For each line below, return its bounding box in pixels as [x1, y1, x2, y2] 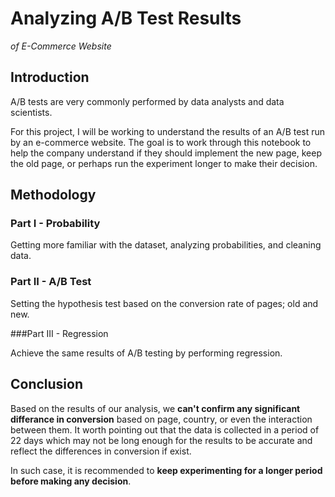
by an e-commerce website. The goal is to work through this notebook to [10, 136, 312, 148]
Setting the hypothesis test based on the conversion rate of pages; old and [10, 297, 319, 309]
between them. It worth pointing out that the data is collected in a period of [10, 423, 320, 436]
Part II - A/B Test [10, 275, 92, 289]
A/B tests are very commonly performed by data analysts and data [10, 95, 285, 107]
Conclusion [10, 376, 84, 393]
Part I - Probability [10, 217, 101, 231]
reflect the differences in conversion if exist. [10, 445, 192, 457]
